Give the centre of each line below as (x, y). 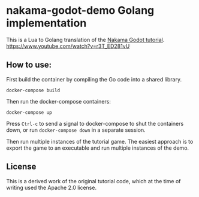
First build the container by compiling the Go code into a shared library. (94, 79)
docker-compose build (33, 90)
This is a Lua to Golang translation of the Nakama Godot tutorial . (85, 40)
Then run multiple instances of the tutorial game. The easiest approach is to (100, 141)
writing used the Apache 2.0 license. (52, 187)
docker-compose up (29, 112)
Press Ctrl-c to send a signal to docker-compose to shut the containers (95, 123)
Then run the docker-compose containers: (58, 101)
